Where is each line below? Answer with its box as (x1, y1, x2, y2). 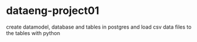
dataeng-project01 (6, 4, 99, 17)
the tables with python (6, 29, 61, 36)
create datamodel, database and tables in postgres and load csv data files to (6, 23, 192, 30)
